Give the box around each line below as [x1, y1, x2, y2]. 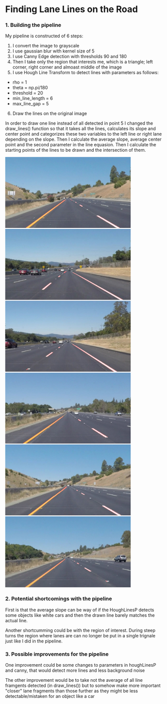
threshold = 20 [12, 90, 44, 96]
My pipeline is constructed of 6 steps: [5, 33, 84, 39]
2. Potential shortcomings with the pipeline [5, 595, 112, 602]
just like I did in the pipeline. [5, 638, 63, 644]
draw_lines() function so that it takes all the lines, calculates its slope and [5, 126, 156, 132]
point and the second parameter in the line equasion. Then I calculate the [5, 142, 156, 148]
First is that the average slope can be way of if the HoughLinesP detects [5, 607, 154, 613]
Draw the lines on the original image [12, 110, 87, 116]
